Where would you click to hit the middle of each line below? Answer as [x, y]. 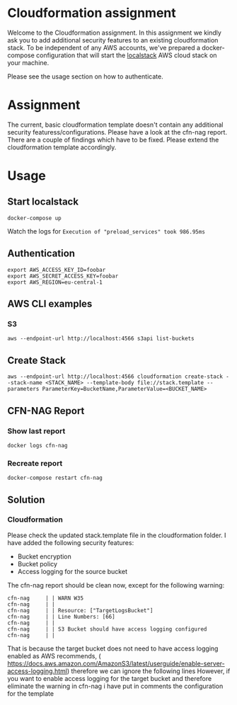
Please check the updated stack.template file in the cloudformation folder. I [117, 535]
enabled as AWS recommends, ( [54, 655]
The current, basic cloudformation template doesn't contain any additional [116, 125]
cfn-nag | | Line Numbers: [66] [61, 617]
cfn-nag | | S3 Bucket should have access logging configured [107, 629]
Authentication [41, 254]
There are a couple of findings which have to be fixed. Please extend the [113, 139]
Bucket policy [37, 563]
